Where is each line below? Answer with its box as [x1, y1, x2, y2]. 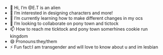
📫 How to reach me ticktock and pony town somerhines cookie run [9, 26, 148, 32]
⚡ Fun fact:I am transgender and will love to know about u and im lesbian [9, 44, 159, 50]
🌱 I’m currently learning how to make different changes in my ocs [9, 15, 143, 21]
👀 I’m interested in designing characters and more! [9, 10, 113, 16]
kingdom [9, 33, 28, 39]
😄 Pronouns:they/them [9, 39, 57, 44]
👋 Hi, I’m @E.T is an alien [9, 5, 61, 10]
